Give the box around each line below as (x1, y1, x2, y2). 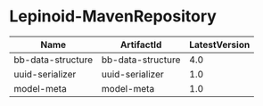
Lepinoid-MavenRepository (9, 6, 217, 27)
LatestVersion (189, 38, 251, 51)
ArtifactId (119, 38, 162, 51)
